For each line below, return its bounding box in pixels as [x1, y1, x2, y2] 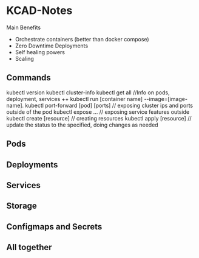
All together [6, 242, 53, 253]
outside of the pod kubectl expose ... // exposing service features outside [6, 108, 190, 116]
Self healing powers [15, 48, 66, 55]
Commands [6, 72, 52, 83]
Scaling [15, 55, 35, 62]
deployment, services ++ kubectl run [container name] [6, 95, 143, 102]
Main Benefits [6, 24, 41, 31]
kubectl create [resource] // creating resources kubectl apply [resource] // [6, 114, 192, 122]
